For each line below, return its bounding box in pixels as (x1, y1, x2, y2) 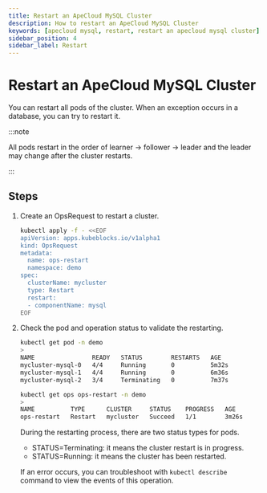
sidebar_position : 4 (8, 34, 78, 43)
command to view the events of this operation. (19, 475, 174, 486)
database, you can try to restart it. (8, 112, 121, 121)
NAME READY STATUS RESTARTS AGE (19, 354, 222, 362)
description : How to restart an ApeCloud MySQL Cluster (8, 19, 199, 27)
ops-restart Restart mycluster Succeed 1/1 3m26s (19, 413, 243, 422)
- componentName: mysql (27, 301, 107, 309)
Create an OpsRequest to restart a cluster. (19, 210, 160, 221)
